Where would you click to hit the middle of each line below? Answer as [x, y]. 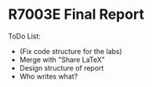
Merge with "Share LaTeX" [62, 60]
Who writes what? [49, 76]
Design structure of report [62, 67]
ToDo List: [25, 36]
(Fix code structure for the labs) [71, 51]
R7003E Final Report [76, 14]
